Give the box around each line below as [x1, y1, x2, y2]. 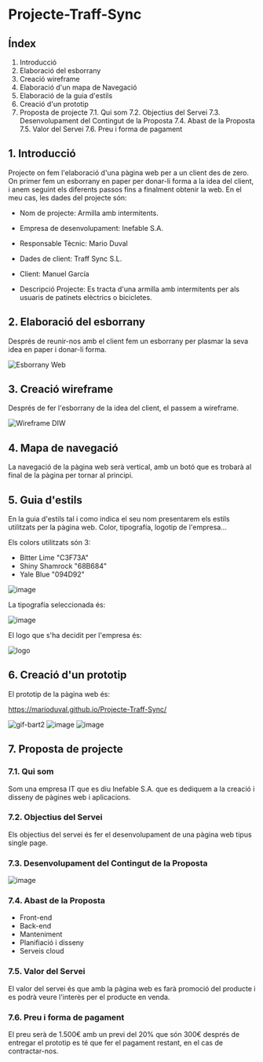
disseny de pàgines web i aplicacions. [8, 792, 131, 802]
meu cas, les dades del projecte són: [8, 192, 127, 202]
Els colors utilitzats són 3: [8, 538, 91, 547]
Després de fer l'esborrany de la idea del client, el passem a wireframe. [8, 403, 239, 413]
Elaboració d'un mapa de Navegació [19, 82, 137, 92]
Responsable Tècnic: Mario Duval [19, 238, 128, 248]
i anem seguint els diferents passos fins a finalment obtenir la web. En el [8, 185, 242, 194]
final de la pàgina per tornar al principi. [8, 471, 133, 480]
